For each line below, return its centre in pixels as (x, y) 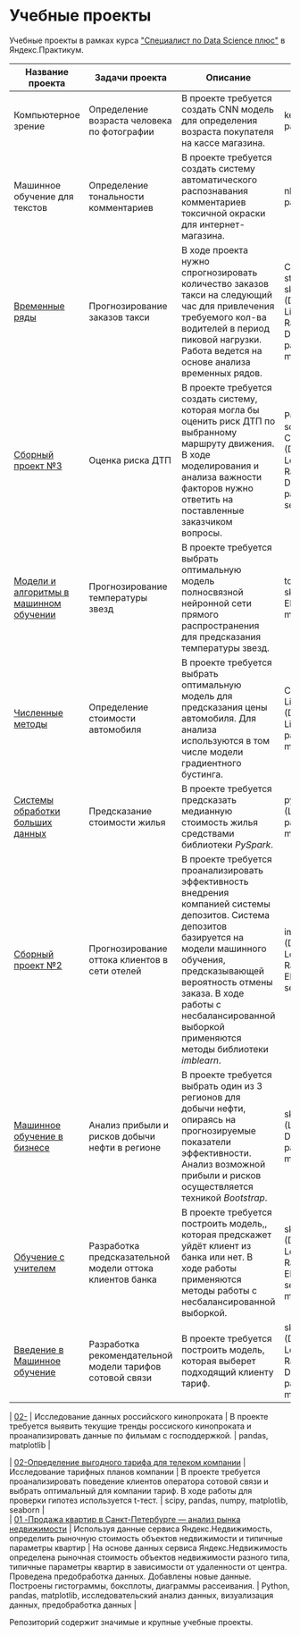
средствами (208, 833)
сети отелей (115, 971)
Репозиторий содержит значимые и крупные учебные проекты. (131, 1622)
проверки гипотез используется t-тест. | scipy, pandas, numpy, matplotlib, (149, 1500)
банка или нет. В (217, 1257)
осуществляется (217, 1186)
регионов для (211, 1097)
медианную (207, 811)
